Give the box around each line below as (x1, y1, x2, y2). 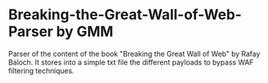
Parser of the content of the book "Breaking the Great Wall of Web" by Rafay (8, 49, 261, 58)
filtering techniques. (8, 65, 74, 75)
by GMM (55, 22, 114, 41)
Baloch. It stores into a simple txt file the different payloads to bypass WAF (8, 57, 254, 67)
